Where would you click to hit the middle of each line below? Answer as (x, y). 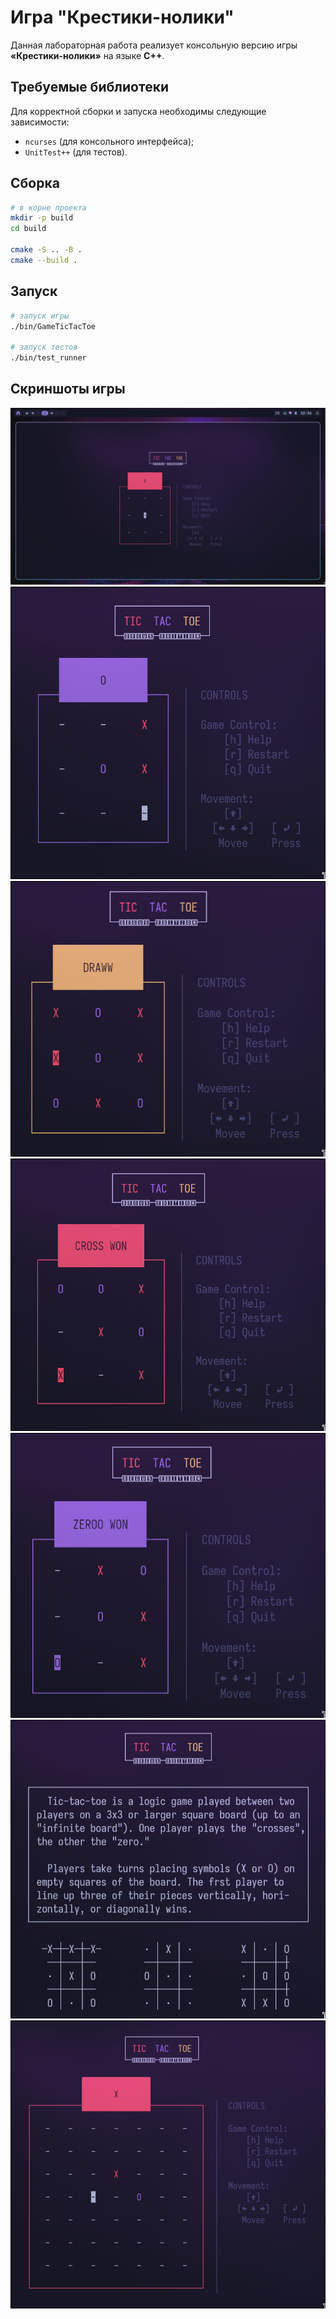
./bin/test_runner (48, 358)
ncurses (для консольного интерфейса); (109, 141)
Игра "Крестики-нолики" (122, 17)
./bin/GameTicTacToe (53, 326)
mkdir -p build (42, 218)
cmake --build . (44, 260)
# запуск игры (40, 316)
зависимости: (40, 122)
